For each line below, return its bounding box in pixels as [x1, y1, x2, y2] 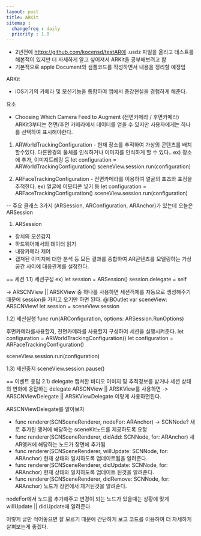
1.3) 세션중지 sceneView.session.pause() [6, 365, 105, 373]
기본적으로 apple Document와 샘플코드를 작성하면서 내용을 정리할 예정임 [14, 64, 186, 71]
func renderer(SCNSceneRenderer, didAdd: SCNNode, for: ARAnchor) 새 [14, 433, 195, 440]
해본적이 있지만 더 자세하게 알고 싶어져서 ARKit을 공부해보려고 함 [14, 56, 167, 63]
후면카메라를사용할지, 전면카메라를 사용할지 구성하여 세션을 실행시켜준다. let [6, 328, 184, 335]
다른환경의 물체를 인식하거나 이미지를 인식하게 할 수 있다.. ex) [37, 148, 181, 156]
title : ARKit [6, 14, 39, 20]
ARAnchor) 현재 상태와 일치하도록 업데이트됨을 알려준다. [14, 455, 148, 462]
